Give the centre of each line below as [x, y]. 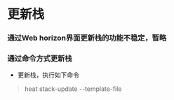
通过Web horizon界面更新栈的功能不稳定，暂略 [87, 38]
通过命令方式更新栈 [40, 59]
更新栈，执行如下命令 [48, 75]
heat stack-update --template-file [73, 89]
